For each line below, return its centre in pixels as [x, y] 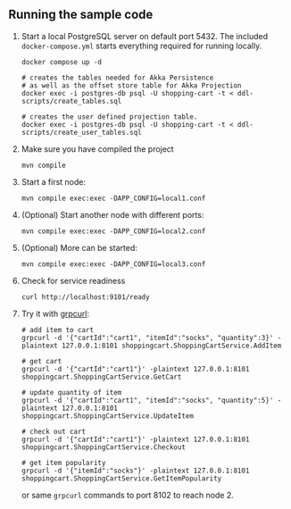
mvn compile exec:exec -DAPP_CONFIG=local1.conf [113, 198]
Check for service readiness [73, 280]
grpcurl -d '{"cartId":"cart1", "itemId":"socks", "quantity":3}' [147, 338]
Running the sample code [81, 15]
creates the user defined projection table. [114, 117]
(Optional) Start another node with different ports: [112, 214]
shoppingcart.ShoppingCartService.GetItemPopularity [121, 478]
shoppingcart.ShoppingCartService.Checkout [104, 447]
